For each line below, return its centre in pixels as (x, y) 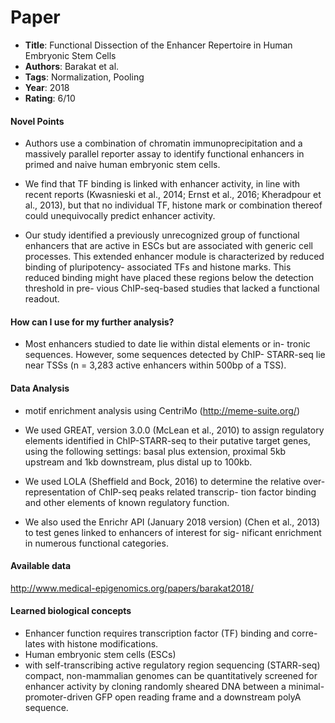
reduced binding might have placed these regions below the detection (169, 278)
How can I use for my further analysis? (92, 322)
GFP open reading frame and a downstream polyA (198, 697)
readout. (42, 299)
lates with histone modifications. (91, 643)
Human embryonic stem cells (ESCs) (100, 654)
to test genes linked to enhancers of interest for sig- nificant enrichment (173, 532)
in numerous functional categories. (96, 543)
